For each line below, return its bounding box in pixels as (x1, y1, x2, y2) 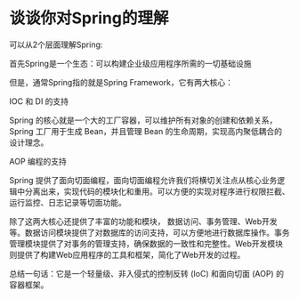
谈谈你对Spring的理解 (9, 8, 169, 28)
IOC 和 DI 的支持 (9, 95, 69, 107)
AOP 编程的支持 (9, 156, 67, 166)
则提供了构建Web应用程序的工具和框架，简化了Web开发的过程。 (9, 249, 246, 260)
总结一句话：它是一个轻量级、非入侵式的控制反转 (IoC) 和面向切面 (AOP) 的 (9, 268, 285, 278)
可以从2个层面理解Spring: (9, 39, 103, 50)
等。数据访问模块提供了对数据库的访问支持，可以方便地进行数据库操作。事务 (9, 227, 290, 238)
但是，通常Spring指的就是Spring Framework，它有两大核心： (9, 77, 234, 87)
